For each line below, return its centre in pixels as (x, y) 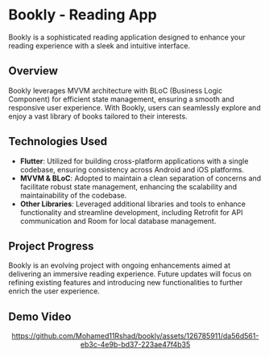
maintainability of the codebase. (73, 195)
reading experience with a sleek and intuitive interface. (99, 45)
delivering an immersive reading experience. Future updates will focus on (130, 274)
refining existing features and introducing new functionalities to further (126, 283)
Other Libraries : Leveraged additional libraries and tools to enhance (133, 204)
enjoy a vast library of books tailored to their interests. (98, 116)
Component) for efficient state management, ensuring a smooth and (122, 99)
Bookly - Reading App (83, 15)
